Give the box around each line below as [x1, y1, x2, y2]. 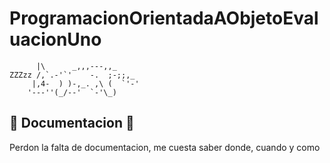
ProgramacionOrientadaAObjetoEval [9, 7, 319, 30]
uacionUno [9, 28, 102, 51]
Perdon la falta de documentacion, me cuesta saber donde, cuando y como [9, 141, 321, 153]
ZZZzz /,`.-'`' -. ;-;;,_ [9, 70, 136, 80]
